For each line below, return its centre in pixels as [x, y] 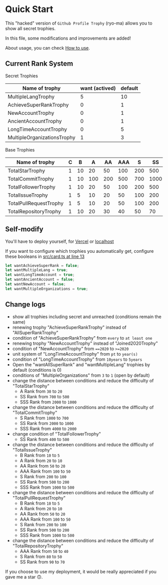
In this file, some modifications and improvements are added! [68, 38]
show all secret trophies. [30, 28]
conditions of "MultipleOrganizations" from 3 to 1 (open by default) [81, 375]
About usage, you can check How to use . [47, 48]
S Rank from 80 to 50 [41, 556]
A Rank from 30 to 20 [41, 391]
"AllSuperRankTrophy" [35, 333]
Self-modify [24, 229]
